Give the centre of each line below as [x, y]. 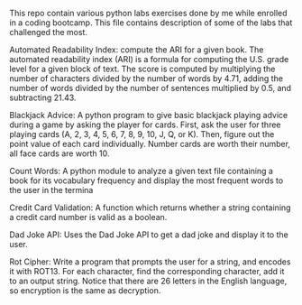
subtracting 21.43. [43, 97]
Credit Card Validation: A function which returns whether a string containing [150, 208]
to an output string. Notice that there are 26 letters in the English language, [148, 281]
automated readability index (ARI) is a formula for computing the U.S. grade [149, 59]
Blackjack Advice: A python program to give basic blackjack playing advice [149, 115]
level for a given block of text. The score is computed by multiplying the [142, 69]
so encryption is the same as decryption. [85, 291]
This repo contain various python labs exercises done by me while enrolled [148, 13]
